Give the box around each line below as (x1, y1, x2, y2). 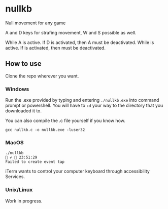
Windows (5, 86, 29, 93)
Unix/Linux (5, 186, 33, 193)
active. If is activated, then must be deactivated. (5, 45, 106, 51)
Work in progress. (5, 198, 43, 204)
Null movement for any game (5, 20, 66, 26)
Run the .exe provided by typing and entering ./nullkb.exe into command (5, 97, 159, 103)
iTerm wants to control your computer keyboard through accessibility (5, 168, 150, 175)
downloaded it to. (5, 108, 42, 114)
